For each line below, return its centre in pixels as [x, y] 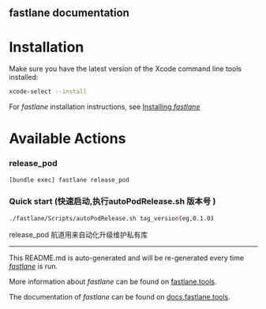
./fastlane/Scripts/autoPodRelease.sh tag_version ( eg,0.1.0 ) [112, 218]
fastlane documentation [69, 13]
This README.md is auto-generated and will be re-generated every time [126, 258]
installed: [24, 77]
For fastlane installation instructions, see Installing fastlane [105, 107]
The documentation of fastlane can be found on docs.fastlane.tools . [120, 296]
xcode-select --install [48, 92]
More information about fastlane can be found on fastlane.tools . [113, 281]
